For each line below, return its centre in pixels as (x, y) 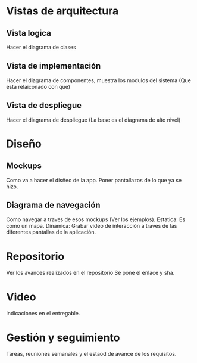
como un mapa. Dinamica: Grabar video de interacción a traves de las (92, 226)
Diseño (24, 144)
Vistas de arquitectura (62, 11)
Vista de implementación (54, 66)
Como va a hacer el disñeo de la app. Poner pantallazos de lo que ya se (94, 180)
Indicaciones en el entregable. (43, 314)
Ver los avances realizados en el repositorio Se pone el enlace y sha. (90, 273)
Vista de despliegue (44, 106)
